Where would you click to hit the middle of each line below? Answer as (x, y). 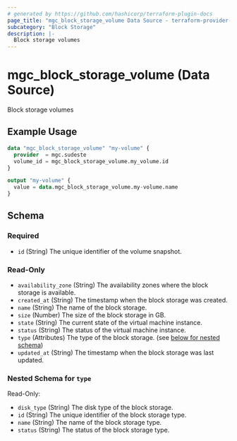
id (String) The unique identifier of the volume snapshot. (99, 251)
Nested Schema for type (49, 378)
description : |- (31, 34)
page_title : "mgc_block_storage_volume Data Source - (88, 20)
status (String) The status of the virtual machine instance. (102, 330)
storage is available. (47, 292)
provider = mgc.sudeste (50, 155)
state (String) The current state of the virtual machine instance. (110, 322)
